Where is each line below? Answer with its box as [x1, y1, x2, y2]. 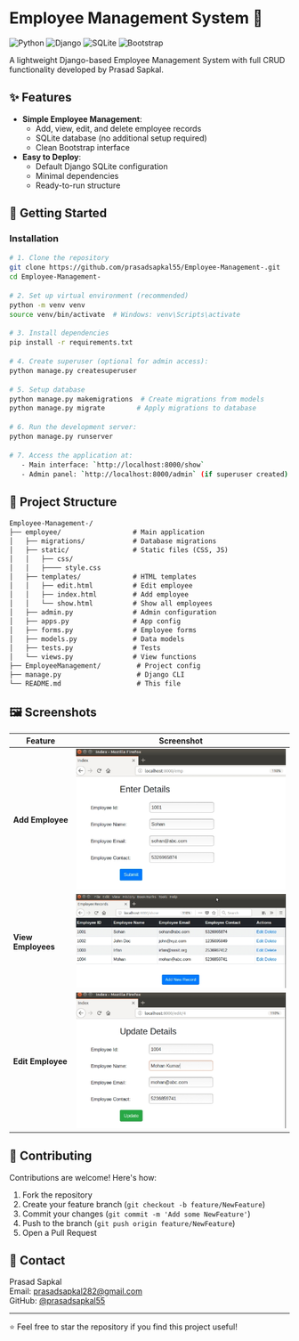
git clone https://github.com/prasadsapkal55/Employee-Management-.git [9, 263, 280, 272]
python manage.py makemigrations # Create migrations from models [9, 394, 265, 403]
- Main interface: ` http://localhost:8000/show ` [20, 460, 205, 469]
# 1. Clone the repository [9, 254, 109, 263]
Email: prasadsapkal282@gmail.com [9, 1286, 143, 1296]
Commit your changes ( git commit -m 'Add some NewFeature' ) [21, 1208, 251, 1219]
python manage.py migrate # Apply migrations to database [9, 404, 256, 413]
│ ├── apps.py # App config [9, 617, 181, 626]
